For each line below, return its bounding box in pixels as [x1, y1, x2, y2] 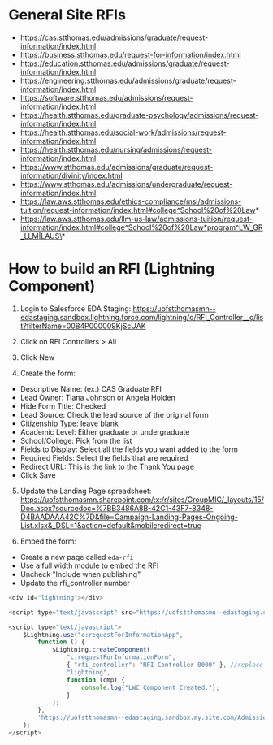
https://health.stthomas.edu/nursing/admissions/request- [19, 145, 213, 154]
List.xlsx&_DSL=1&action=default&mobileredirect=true [19, 520, 201, 530]
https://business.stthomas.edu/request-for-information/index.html [19, 50, 241, 59]
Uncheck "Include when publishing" [19, 569, 141, 578]
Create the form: [19, 368, 76, 378]
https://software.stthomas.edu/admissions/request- [19, 93, 193, 102]
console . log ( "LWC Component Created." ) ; [80, 683, 220, 691]
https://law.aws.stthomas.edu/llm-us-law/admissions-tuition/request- [19, 214, 253, 223]
